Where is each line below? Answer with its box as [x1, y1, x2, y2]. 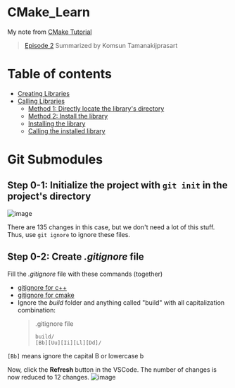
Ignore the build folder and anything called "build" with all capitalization [17, 298, 225, 307]
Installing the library [27, 119, 86, 128]
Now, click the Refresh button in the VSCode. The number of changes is [7, 365, 217, 374]
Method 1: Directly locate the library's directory [27, 104, 165, 113]
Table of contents [7, 66, 113, 82]
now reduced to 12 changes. [7, 372, 90, 381]
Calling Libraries [17, 97, 65, 105]
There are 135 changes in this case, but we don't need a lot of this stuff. [7, 223, 215, 231]
